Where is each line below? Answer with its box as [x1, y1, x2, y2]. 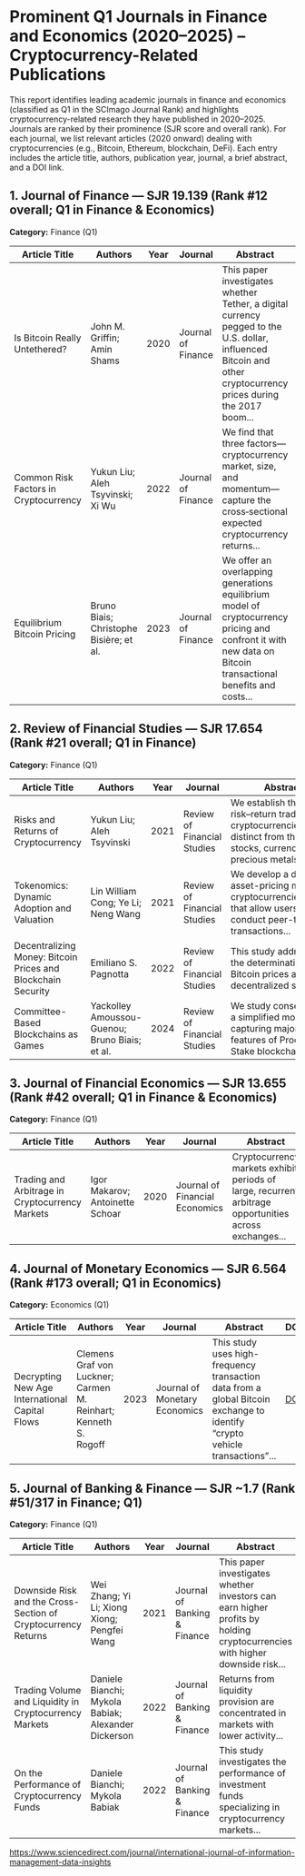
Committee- [14, 1005, 67, 1018]
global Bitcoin [212, 1393, 271, 1406]
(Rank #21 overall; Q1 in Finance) [9, 736, 197, 751]
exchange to [212, 1405, 265, 1417]
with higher [219, 1646, 268, 1659]
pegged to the [221, 320, 282, 332]
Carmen [75, 1382, 111, 1395]
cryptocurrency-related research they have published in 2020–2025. [9, 114, 266, 124]
